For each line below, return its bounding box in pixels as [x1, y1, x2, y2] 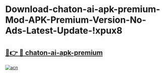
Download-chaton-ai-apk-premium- [5, 4, 160, 15]
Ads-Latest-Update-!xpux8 [5, 25, 123, 36]
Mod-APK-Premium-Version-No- [5, 14, 146, 26]
